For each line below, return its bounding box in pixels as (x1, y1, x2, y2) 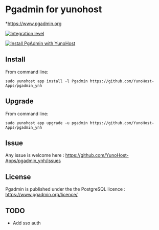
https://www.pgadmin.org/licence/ (5, 192, 78, 198)
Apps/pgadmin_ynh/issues (5, 157, 61, 164)
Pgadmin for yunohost (5, 4, 102, 15)
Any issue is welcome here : (5, 152, 64, 158)
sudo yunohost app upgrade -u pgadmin (5, 120, 88, 126)
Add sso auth (12, 220, 41, 226)
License (5, 172, 31, 181)
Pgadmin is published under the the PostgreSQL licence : (5, 186, 126, 192)
